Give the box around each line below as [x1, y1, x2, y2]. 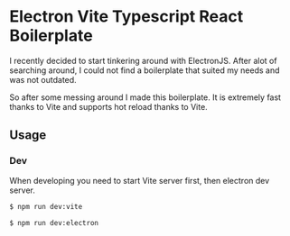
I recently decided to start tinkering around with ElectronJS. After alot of [9, 55, 277, 66]
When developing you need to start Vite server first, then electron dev [9, 175, 270, 186]
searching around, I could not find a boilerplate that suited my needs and [9, 65, 280, 76]
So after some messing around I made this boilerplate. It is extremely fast [9, 92, 282, 103]
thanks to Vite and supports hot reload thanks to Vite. [9, 101, 208, 112]
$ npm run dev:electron [9, 218, 99, 227]
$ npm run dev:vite [9, 202, 83, 211]
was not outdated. [9, 74, 77, 85]
